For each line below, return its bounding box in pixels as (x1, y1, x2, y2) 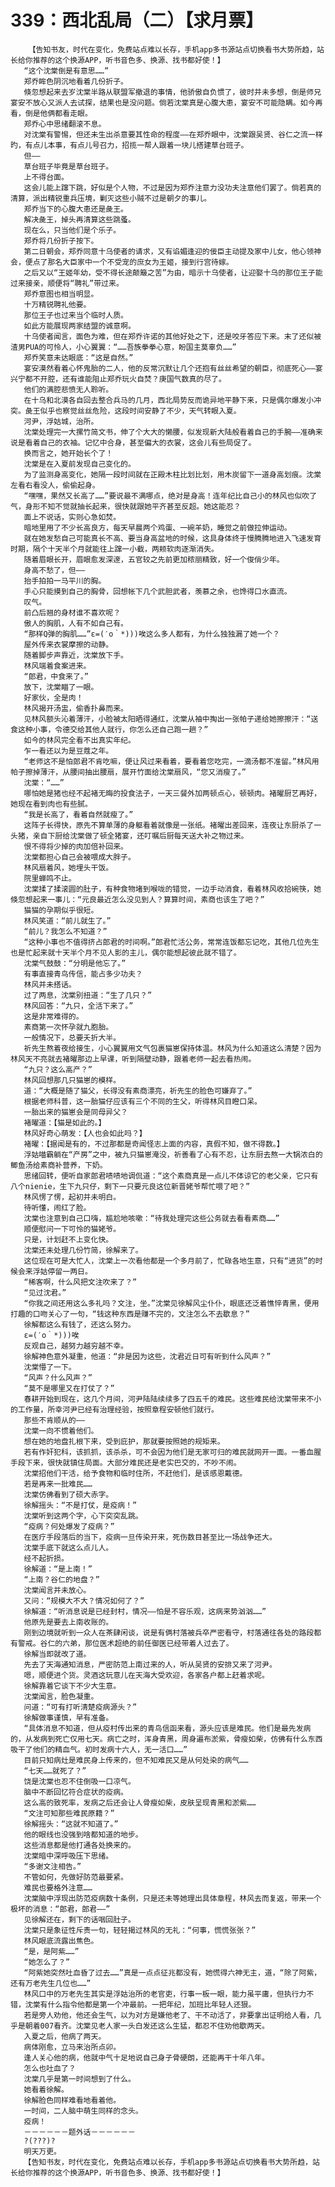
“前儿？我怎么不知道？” (23, 926, 108, 936)
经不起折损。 (23, 1553, 69, 1563)
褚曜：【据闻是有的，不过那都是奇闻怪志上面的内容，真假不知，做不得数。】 (23, 1139, 285, 1149)
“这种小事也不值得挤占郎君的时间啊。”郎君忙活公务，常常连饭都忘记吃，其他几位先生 (23, 937, 320, 947)
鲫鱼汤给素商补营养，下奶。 (10, 1160, 108, 1170)
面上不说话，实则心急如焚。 (23, 512, 122, 522)
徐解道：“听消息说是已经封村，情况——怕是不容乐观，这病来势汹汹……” (23, 1606, 267, 1616)
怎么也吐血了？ (23, 2063, 77, 2073)
